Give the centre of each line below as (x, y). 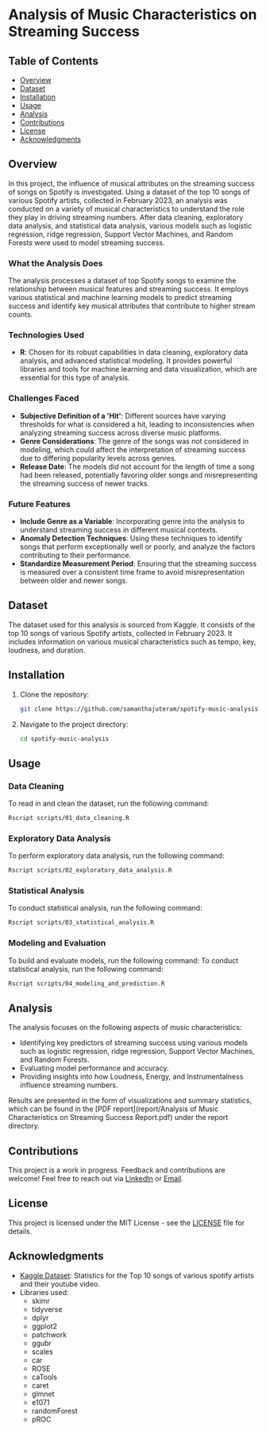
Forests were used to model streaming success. (87, 242)
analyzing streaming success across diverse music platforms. (121, 432)
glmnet (43, 1394)
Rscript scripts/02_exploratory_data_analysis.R (90, 870)
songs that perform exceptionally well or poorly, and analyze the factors (137, 546)
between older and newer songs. (74, 580)
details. (20, 1231)
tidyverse (47, 1309)
